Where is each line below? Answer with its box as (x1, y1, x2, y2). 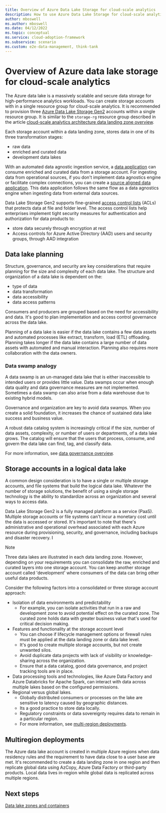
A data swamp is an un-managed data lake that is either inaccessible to (5, 373, 151, 380)
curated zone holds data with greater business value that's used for (19, 615, 158, 621)
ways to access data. (5, 499, 48, 505)
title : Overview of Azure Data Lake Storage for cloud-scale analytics (5, 7, 156, 12)
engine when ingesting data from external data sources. (5, 190, 120, 196)
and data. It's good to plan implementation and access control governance (5, 314, 157, 320)
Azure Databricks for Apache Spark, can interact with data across (12, 679, 146, 685)
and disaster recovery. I (5, 535, 53, 541)
